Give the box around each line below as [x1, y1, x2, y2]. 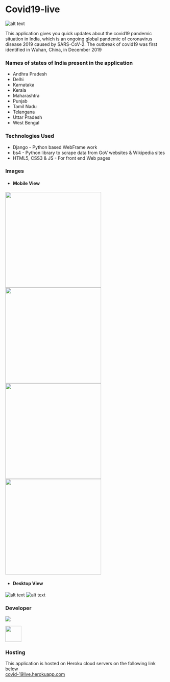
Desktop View [12, 580, 43, 587]
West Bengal [12, 120, 40, 126]
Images [5, 167, 25, 174]
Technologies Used [5, 133, 55, 140]
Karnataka [12, 82, 35, 88]
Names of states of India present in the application [5, 59, 133, 66]
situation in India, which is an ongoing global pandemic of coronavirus [5, 36, 153, 42]
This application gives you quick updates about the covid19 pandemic [5, 30, 152, 36]
